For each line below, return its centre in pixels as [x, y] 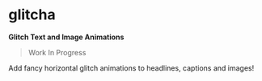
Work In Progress [57, 52]
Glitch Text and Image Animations [66, 37]
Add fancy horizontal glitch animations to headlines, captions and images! [131, 68]
